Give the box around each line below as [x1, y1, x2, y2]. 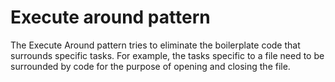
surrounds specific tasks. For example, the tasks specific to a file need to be [10, 49, 325, 61]
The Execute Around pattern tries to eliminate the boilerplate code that [10, 39, 301, 51]
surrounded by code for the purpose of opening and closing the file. [10, 60, 291, 72]
